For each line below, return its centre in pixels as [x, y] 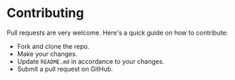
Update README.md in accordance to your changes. [91, 61]
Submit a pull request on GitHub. [65, 69]
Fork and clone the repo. [53, 46]
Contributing [45, 13]
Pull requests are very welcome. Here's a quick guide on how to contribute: [117, 33]
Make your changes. [47, 54]
